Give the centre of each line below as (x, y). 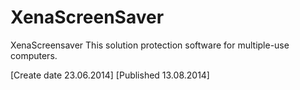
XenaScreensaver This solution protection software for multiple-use (150, 45)
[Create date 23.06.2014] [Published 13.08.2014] (110, 75)
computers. (34, 55)
